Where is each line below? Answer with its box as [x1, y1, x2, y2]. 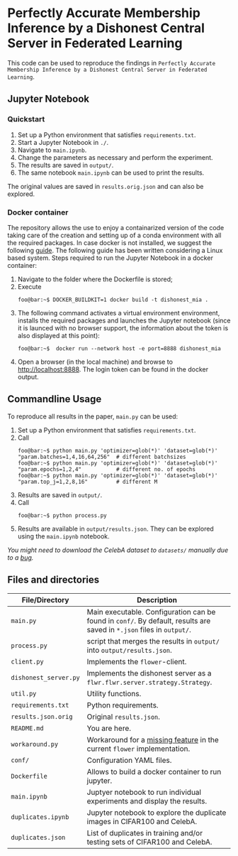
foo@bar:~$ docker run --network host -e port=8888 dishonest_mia [17, 345, 221, 352]
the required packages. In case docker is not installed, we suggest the [7, 238, 212, 246]
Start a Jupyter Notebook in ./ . [17, 138, 109, 146]
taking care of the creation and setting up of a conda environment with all [7, 231, 222, 239]
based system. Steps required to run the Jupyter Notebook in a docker [7, 254, 214, 262]
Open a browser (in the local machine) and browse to [17, 357, 174, 366]
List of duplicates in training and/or [86, 828, 203, 838]
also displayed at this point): [17, 331, 101, 340]
